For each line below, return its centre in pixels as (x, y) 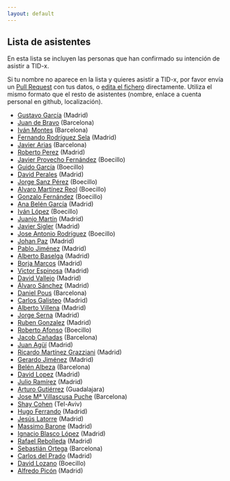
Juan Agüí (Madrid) (45, 345)
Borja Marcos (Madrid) (49, 264)
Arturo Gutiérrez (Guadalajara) (61, 389)
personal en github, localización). (55, 102)
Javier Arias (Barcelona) (52, 145)
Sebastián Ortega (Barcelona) (60, 449)
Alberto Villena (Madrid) (52, 308)
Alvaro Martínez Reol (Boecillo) (62, 190)
